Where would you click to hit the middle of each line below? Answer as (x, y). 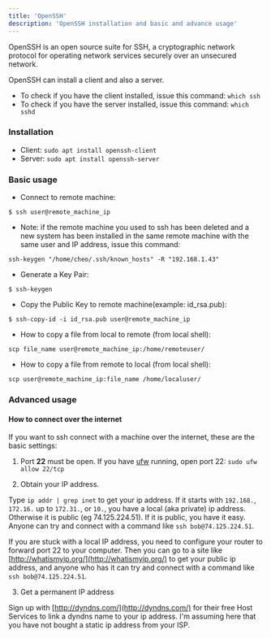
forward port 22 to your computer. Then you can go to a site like (116, 550)
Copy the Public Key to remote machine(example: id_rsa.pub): (123, 305)
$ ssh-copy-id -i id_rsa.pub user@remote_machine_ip (99, 319)
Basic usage (33, 180)
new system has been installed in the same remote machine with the (134, 236)
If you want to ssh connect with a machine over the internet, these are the (132, 437)
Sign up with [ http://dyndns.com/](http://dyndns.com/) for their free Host (131, 608)
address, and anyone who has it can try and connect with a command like (131, 568)
